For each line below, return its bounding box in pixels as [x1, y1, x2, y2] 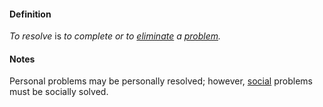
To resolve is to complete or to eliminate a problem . [9, 30, 222, 42]
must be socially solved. [9, 86, 109, 98]
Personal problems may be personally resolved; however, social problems [9, 75, 313, 87]
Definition [9, 8, 52, 20]
